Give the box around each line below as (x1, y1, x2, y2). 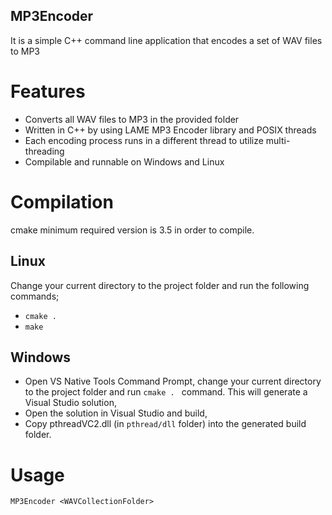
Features (10, 80, 86, 103)
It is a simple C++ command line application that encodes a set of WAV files (10, 34, 323, 46)
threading (24, 145, 65, 157)
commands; (10, 290, 60, 302)
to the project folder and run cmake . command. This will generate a (24, 386, 308, 398)
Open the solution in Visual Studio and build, (24, 407, 208, 419)
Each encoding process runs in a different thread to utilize (24, 134, 264, 146)
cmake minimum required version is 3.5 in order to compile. (10, 224, 255, 236)
